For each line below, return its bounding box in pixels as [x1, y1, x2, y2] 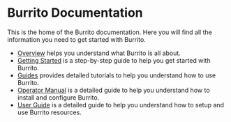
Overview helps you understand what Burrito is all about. [17, 49, 181, 57]
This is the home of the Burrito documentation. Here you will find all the [7, 28, 213, 36]
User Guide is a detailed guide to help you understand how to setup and [17, 100, 225, 109]
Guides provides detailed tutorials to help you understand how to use [17, 71, 216, 79]
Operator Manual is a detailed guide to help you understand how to [17, 86, 211, 94]
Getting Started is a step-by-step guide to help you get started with [17, 56, 211, 64]
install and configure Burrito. [17, 93, 100, 102]
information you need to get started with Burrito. [7, 35, 147, 43]
